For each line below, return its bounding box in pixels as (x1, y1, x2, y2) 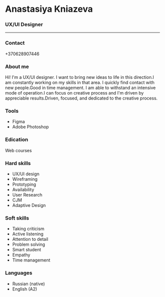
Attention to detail (12, 236, 49, 242)
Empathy (12, 252, 30, 258)
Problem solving (12, 241, 45, 247)
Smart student (12, 247, 41, 253)
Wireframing (12, 176, 38, 182)
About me (5, 63, 29, 70)
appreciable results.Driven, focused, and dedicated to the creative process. (5, 95, 158, 101)
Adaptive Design (12, 202, 46, 208)
